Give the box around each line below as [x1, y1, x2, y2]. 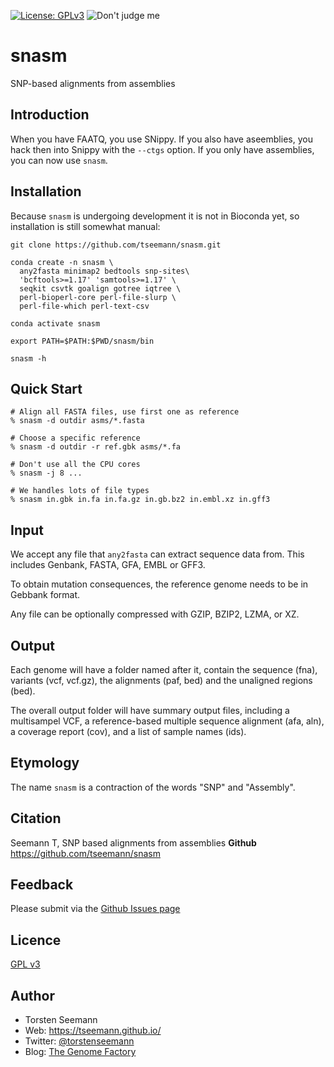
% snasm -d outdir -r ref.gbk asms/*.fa [10, 442, 182, 452]
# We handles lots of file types [10, 486, 150, 496]
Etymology [10, 755, 80, 772]
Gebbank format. [10, 589, 81, 601]
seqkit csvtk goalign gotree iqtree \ [19, 283, 182, 294]
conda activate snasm [10, 318, 101, 329]
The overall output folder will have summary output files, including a [10, 705, 290, 716]
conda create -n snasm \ [10, 257, 114, 267]
